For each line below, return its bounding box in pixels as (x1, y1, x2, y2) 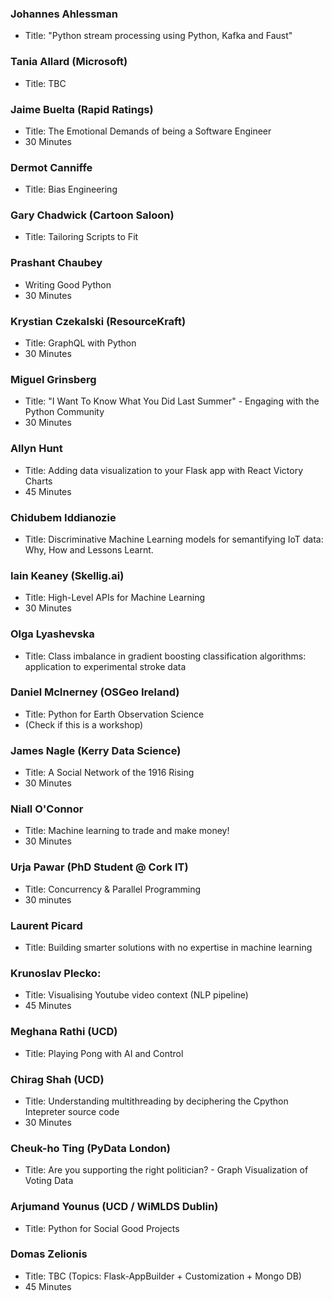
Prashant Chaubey (10, 256, 103, 270)
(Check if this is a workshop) (24, 718, 144, 731)
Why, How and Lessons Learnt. (24, 543, 154, 556)
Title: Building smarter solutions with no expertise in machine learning (24, 942, 313, 954)
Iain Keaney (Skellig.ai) (10, 568, 125, 582)
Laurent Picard (10, 918, 83, 932)
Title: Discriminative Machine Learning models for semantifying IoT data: (24, 533, 324, 545)
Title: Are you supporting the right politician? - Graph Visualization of (24, 1164, 309, 1176)
